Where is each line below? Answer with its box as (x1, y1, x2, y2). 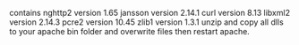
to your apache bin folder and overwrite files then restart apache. (9, 26, 251, 36)
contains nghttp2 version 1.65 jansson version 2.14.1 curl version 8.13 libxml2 (9, 8, 291, 18)
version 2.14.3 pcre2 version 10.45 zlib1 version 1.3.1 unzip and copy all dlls (9, 17, 284, 27)
